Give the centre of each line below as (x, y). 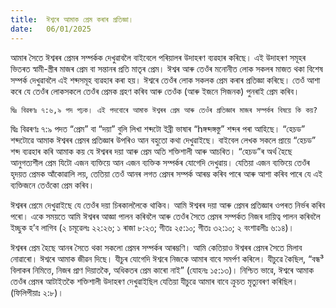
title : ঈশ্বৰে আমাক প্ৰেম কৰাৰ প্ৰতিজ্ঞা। (72, 19)
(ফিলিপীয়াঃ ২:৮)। (37, 292)
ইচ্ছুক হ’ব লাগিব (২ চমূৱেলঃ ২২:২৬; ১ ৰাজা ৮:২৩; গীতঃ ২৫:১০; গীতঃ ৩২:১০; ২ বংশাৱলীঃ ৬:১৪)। (152, 227)
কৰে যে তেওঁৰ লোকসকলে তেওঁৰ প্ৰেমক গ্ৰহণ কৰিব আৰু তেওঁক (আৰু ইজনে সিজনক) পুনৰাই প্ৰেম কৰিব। (155, 91)
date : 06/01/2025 (51, 29)
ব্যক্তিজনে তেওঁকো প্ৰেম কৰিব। (52, 185)
